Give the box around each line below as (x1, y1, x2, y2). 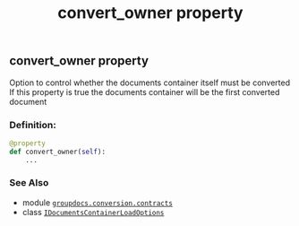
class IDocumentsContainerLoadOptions (21, 206, 165, 217)
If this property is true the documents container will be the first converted (9, 86, 280, 97)
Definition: (9, 118, 56, 131)
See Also (9, 177, 49, 189)
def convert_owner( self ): (9, 147, 106, 156)
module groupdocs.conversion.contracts (21, 196, 173, 208)
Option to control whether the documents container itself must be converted (9, 77, 291, 88)
